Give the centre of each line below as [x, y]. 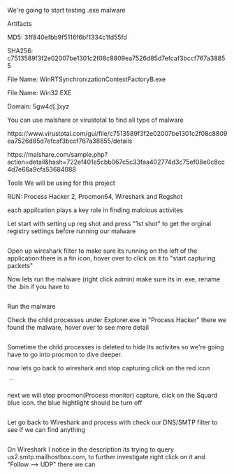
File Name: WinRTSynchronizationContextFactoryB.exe [87, 79]
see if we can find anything [46, 430]
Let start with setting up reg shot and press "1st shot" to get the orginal [109, 224]
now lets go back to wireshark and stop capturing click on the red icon [109, 368]
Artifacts [20, 23]
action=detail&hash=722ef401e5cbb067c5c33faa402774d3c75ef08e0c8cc [116, 162]
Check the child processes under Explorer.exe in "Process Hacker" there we [117, 320]
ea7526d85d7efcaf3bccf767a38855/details [70, 141]
